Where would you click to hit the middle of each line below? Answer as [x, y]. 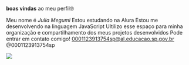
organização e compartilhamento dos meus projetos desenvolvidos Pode [95, 32]
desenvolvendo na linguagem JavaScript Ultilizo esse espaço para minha [95, 26]
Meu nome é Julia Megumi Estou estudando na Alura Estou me [82, 20]
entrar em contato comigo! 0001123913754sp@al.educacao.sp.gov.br [90, 39]
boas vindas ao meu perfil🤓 [40, 8]
